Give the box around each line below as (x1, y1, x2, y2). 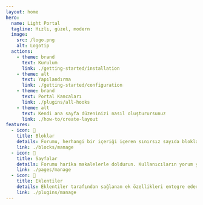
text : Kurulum (21, 59, 58, 66)
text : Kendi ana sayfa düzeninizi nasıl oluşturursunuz (21, 110, 166, 116)
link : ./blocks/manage (16, 144, 74, 150)
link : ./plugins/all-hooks (21, 99, 90, 105)
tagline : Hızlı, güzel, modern (11, 25, 90, 32)
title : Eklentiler (16, 178, 63, 184)
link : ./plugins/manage (16, 189, 77, 195)
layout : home (5, 8, 39, 15)
